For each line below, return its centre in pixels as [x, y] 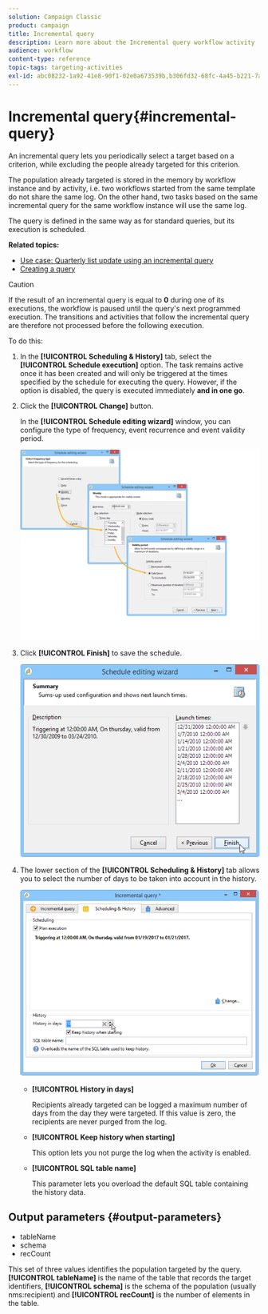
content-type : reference [49, 59]
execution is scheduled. [47, 229]
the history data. [59, 1192]
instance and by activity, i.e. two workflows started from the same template [132, 188]
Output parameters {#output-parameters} [115, 1218]
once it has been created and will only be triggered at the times [124, 373]
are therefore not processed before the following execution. [106, 325]
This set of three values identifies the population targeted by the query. [125, 1269]
